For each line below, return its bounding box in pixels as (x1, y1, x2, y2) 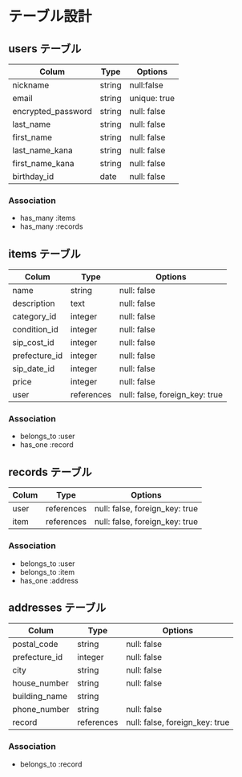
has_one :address (19, 576, 79, 585)
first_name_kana (12, 158, 75, 169)
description (12, 298, 55, 309)
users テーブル (8, 42, 82, 55)
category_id (12, 311, 57, 322)
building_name (12, 691, 68, 702)
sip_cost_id (12, 337, 54, 348)
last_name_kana (12, 145, 74, 156)
